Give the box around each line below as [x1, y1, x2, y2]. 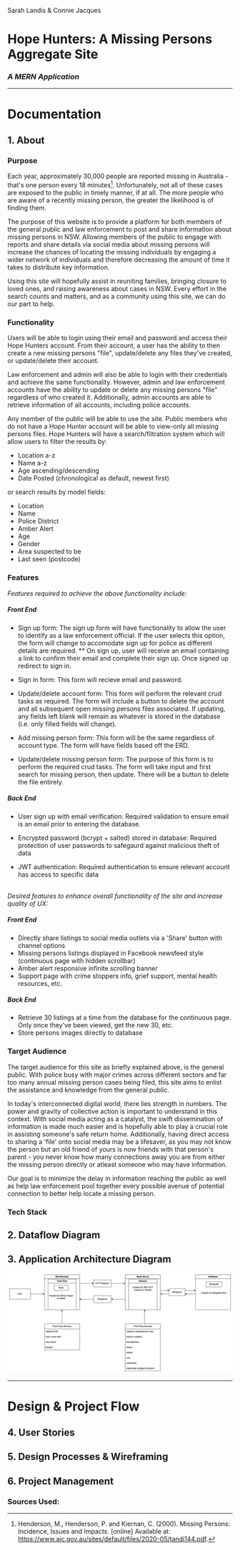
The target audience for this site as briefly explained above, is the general [7, 1062, 224, 1071]
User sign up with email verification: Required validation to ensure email [17, 811, 229, 821]
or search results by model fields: [7, 488, 106, 496]
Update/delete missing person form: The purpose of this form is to [17, 754, 214, 764]
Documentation [7, 106, 102, 122]
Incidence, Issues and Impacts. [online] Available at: [17, 1527, 171, 1536]
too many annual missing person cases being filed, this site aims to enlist [7, 1077, 222, 1086]
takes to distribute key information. [7, 263, 110, 272]
